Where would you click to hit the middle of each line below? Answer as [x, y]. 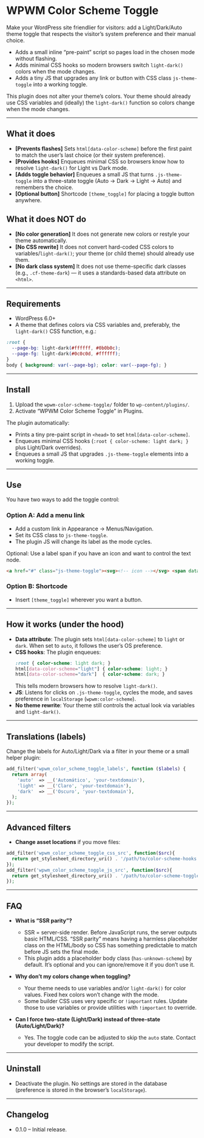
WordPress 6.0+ [35, 318]
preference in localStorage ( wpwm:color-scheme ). [76, 699]
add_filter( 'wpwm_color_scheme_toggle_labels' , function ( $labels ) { [96, 769]
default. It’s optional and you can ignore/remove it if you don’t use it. [109, 965]
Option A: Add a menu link [46, 515]
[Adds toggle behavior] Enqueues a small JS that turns [84, 174]
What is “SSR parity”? [43, 920]
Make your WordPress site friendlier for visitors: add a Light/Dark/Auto [94, 27]
